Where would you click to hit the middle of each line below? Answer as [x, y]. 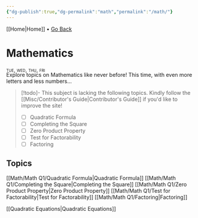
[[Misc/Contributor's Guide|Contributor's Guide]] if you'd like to [99, 99]
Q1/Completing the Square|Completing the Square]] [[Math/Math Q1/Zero [97, 184]
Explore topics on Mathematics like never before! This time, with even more [99, 74]
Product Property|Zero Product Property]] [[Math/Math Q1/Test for [88, 190]
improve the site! [42, 105]
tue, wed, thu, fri [26, 70]
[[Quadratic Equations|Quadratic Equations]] [61, 208]
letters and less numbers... [39, 81]
